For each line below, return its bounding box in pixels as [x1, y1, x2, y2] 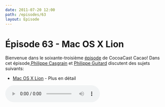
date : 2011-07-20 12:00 [5, 7, 56, 13]
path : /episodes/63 [5, 12, 46, 17]
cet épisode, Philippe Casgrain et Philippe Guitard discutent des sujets [5, 60, 150, 66]
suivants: [5, 66, 24, 72]
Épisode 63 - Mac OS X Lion [5, 38, 124, 50]
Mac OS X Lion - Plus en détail [12, 75, 76, 81]
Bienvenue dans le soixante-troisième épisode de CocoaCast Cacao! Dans [5, 55, 160, 61]
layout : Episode [5, 17, 39, 22]
